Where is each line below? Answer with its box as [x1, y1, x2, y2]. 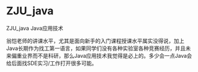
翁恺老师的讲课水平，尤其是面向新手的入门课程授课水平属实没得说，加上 [6, 37, 184, 44]
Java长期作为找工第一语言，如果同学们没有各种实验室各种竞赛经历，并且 [6, 45, 186, 52]
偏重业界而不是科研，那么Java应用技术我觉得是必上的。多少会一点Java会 [11, 52, 193, 59]
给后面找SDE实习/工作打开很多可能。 [6, 60, 98, 67]
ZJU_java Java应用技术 [6, 24, 64, 32]
